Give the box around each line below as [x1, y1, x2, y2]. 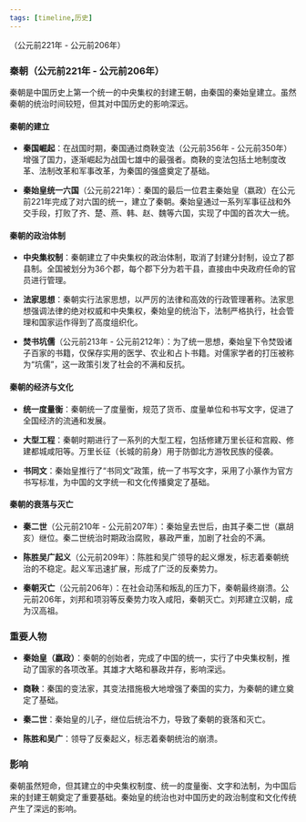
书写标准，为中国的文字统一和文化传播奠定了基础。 [22, 476, 215, 487]
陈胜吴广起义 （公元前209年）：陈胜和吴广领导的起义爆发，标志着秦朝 [22, 552, 281, 563]
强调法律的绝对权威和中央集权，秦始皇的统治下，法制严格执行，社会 [30, 306, 287, 317]
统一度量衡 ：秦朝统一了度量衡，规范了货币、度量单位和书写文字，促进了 [22, 403, 294, 414]
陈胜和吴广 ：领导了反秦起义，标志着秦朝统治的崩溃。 [22, 734, 223, 745]
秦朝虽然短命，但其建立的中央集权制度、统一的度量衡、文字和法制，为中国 [9, 780, 289, 792]
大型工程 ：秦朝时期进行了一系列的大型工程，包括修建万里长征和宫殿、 [22, 434, 287, 445]
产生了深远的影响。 [9, 803, 82, 815]
